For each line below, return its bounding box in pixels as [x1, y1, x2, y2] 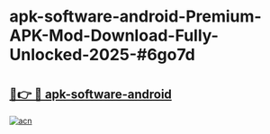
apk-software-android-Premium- [9, 6, 263, 27]
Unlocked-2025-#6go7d [9, 45, 195, 65]
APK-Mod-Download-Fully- [9, 25, 219, 46]
